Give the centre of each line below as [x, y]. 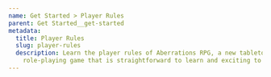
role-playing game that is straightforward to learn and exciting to [142, 61]
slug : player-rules [48, 46]
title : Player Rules [50, 38]
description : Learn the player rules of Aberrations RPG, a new [126, 53]
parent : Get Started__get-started [67, 23]
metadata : [25, 30]
